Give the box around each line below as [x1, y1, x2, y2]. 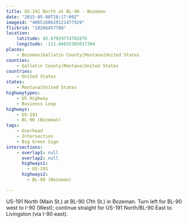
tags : [6, 123, 19, 128]
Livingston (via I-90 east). [6, 210, 68, 217]
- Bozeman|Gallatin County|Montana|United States [16, 52, 140, 58]
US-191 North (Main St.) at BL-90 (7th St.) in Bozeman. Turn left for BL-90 [6, 198, 182, 205]
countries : [6, 68, 33, 74]
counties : [6, 57, 30, 63]
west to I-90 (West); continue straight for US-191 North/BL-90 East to [6, 204, 172, 211]
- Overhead [16, 128, 43, 134]
